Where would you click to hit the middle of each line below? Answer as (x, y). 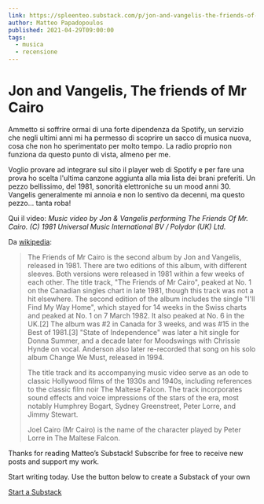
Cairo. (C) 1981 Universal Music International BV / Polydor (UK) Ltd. (117, 226)
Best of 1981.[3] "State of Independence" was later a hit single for (133, 332)
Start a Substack (35, 491)
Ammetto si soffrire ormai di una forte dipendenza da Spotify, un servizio (126, 129)
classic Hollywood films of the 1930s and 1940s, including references (139, 381)
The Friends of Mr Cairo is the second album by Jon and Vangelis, (134, 257)
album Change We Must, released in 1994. (96, 357)
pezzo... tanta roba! (40, 203)
